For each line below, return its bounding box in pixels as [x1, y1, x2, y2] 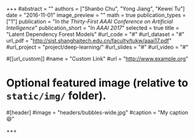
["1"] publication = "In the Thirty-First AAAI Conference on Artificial [6, 18, 173, 25]
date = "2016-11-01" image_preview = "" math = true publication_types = [6, 11, 186, 19]
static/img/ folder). [6, 89, 107, 103]
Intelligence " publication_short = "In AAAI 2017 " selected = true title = [6, 24, 180, 31]
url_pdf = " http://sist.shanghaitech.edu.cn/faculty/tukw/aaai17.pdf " [6, 37, 172, 44]
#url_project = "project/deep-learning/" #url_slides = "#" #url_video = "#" [6, 43, 189, 51]
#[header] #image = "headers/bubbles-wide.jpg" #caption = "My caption [6, 108, 189, 116]
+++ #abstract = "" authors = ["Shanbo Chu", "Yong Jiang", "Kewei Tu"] [6, 5, 185, 12]
